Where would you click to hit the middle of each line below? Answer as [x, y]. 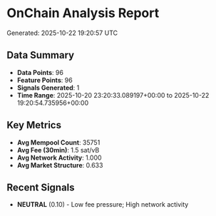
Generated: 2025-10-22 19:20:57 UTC [62, 33]
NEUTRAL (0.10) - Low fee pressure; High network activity [103, 205]
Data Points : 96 [40, 72]
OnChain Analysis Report [83, 13]
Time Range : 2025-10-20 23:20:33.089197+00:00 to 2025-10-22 [113, 95]
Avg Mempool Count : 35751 [58, 142]
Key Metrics [34, 125]
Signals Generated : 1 [48, 88]
